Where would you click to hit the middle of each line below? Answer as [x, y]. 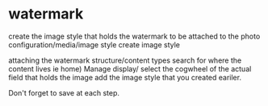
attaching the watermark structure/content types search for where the [125, 60]
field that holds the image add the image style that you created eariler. [125, 77]
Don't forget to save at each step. [64, 92]
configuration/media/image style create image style [94, 44]
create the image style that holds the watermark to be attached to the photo [134, 36]
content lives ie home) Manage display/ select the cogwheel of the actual [130, 68]
